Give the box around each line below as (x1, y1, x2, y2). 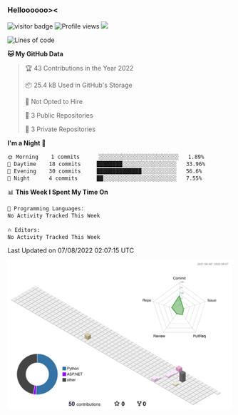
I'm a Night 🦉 (7, 139, 46, 148)
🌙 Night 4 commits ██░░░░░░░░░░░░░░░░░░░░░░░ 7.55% (7, 175, 202, 183)
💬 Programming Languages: (7, 205, 84, 212)
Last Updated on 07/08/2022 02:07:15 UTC (7, 246, 134, 255)
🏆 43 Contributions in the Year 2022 (24, 64, 134, 73)
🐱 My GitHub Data (7, 50, 64, 58)
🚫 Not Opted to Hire (24, 98, 83, 106)
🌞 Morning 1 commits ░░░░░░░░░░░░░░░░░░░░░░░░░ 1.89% (7, 153, 205, 161)
